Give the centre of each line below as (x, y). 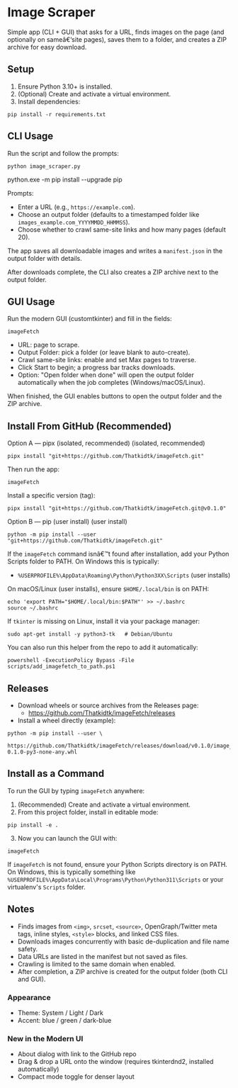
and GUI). (32, 979)
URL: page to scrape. (49, 345)
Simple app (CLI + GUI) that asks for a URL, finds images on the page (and (116, 32)
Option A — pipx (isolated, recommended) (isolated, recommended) (106, 443)
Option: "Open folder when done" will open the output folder (106, 375)
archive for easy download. (47, 47)
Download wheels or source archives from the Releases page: (108, 705)
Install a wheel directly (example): (67, 720)
